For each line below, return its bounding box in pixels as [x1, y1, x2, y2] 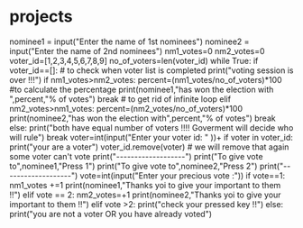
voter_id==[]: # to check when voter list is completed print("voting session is [9, 65, 294, 76]
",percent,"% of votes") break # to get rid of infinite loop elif [9, 93, 232, 105]
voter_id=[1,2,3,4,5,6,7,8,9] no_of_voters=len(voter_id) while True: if [9, 55, 259, 66]
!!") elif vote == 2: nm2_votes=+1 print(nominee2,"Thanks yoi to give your [9, 189, 281, 200]
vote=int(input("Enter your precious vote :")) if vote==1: [79, 169, 286, 181]
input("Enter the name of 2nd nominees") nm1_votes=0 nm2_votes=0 [9, 45, 265, 56]
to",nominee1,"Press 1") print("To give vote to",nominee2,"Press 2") [9, 160, 258, 171]
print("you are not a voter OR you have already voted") [9, 208, 213, 219]
